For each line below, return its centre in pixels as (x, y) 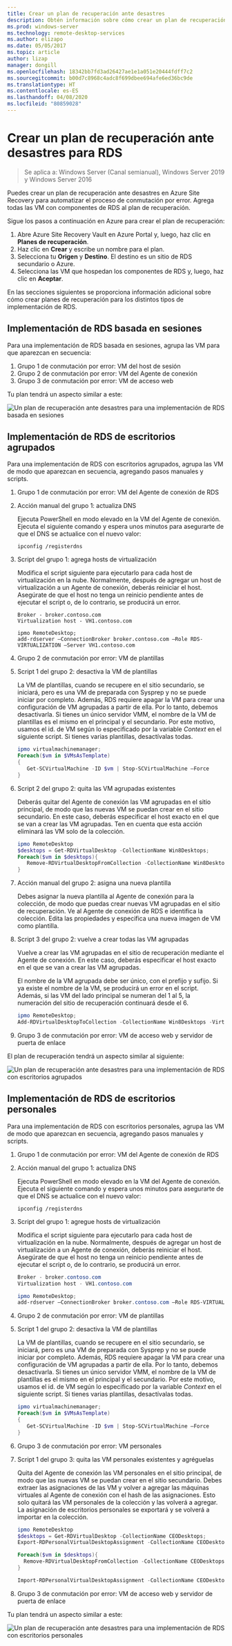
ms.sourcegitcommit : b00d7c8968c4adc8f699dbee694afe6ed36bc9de (100, 78)
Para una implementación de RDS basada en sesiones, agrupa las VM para (114, 345)
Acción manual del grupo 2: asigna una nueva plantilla (94, 883)
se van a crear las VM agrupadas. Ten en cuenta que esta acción (109, 824)
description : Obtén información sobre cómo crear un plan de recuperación (117, 20)
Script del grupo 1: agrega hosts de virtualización (87, 559)
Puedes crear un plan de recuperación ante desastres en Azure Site (104, 193)
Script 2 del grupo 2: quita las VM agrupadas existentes (96, 788)
